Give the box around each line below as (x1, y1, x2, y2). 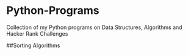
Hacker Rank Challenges (6, 30, 68, 37)
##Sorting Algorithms (6, 42, 60, 49)
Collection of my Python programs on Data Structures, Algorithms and (6, 24, 183, 31)
